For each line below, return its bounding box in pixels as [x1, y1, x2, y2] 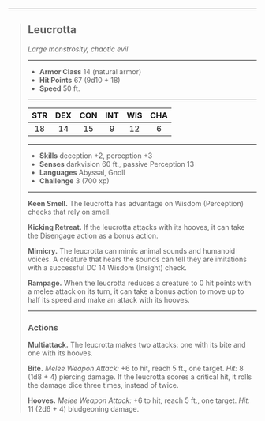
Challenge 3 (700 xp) [39, 175, 110, 186]
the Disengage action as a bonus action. [27, 231, 159, 240]
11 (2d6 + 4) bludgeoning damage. [27, 404, 140, 414]
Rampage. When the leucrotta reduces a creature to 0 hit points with [27, 278, 252, 288]
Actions [27, 321, 59, 333]
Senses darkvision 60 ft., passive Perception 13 [39, 159, 195, 168]
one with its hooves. [27, 348, 93, 358]
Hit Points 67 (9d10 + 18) [39, 75, 121, 85]
